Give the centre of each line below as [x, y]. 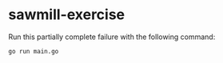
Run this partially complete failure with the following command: [112, 37]
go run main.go [34, 51]
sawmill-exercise [67, 15]
